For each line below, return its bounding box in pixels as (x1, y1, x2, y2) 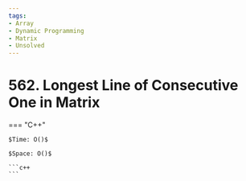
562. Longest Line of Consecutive (8, 76, 239, 95)
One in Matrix (8, 93, 100, 112)
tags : (8, 11, 27, 20)
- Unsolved (8, 42, 45, 50)
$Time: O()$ (8, 136, 48, 144)
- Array (8, 19, 35, 27)
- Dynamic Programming (8, 27, 84, 35)
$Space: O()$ (8, 150, 52, 158)
